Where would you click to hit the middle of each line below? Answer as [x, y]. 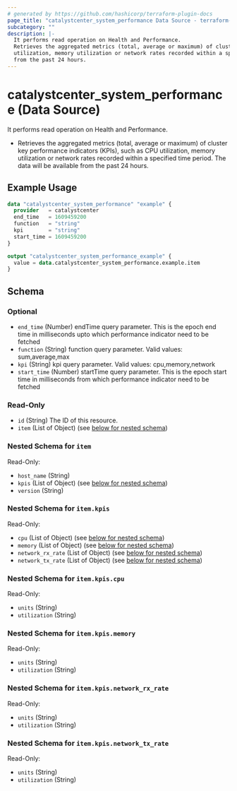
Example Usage [42, 188]
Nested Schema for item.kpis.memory [72, 634]
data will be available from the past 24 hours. [83, 165]
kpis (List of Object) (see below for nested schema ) [92, 483]
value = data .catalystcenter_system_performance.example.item [107, 263]
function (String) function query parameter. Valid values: [100, 349]
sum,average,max [43, 357]
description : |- [31, 34]
